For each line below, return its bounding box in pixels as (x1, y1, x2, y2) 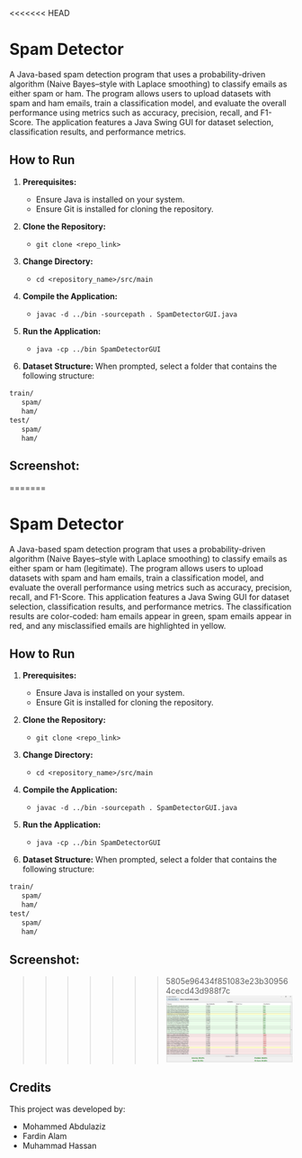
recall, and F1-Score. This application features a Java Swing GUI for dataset (9, 591, 289, 602)
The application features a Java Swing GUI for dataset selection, (35, 116, 274, 127)
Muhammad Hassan (22, 1140, 97, 1152)
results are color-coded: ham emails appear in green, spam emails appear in (9, 610, 292, 621)
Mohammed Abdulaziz (22, 1121, 106, 1132)
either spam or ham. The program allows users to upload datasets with (9, 87, 271, 98)
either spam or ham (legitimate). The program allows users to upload (9, 562, 263, 573)
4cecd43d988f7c (165, 986, 231, 997)
